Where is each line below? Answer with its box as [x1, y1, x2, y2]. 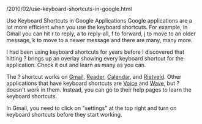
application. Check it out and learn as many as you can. [6, 61, 146, 68]
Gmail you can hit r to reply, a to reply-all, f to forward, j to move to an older [6, 30, 196, 37]
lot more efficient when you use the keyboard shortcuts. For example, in [6, 24, 188, 31]
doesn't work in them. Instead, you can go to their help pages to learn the [6, 86, 192, 93]
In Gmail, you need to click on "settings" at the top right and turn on [6, 104, 177, 112]
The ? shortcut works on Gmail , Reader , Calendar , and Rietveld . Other [6, 73, 182, 80]
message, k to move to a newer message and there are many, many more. [6, 37, 193, 43]
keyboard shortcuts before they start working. [6, 111, 122, 118]
